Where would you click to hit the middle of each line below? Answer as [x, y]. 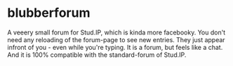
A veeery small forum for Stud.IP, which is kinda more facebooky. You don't [116, 32]
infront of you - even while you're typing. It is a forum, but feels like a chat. [115, 47]
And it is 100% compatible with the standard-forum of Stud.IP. [97, 55]
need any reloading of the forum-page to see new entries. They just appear [116, 39]
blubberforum [49, 13]
